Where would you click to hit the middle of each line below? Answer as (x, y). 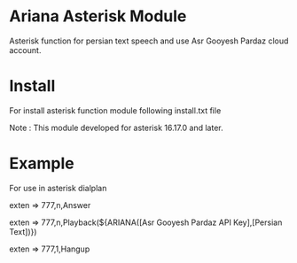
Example (42, 163)
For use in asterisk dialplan (58, 188)
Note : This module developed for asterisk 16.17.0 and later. (116, 128)
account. (25, 50)
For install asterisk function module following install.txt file (115, 110)
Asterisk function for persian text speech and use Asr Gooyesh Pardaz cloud (149, 41)
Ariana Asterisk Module (98, 16)
